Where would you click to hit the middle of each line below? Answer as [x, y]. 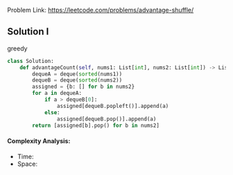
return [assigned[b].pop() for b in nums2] [96, 125]
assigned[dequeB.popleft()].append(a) [113, 106]
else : [52, 112]
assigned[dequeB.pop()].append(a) [106, 119]
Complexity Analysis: [39, 141]
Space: [27, 164]
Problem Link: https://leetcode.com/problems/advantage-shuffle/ [101, 10]
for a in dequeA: [57, 93]
